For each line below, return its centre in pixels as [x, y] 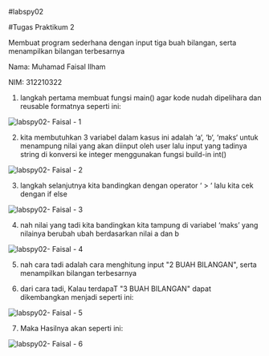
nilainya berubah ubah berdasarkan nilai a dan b [99, 233]
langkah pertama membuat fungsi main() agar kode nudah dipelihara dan [141, 98]
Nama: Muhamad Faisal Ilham [57, 67]
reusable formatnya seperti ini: [71, 106]
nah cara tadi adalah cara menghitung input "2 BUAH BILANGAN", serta [138, 265]
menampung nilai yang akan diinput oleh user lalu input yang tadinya [133, 146]
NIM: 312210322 [35, 82]
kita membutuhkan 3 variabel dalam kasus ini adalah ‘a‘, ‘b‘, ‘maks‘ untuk [139, 137]
